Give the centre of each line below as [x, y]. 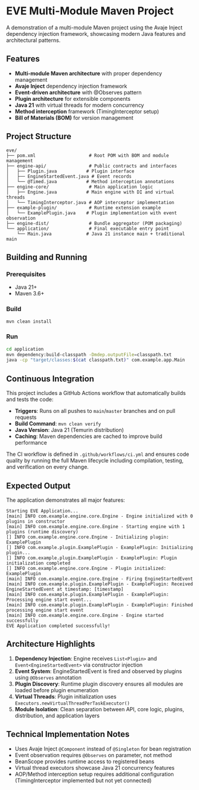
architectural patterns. [33, 40]
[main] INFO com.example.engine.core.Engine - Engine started [85, 615]
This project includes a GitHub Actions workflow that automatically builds [96, 393]
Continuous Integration [50, 379]
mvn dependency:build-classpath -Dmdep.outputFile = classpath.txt [89, 354]
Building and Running [47, 257]
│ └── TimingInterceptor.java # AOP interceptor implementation [90, 202]
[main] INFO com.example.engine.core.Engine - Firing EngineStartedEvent [100, 579]
